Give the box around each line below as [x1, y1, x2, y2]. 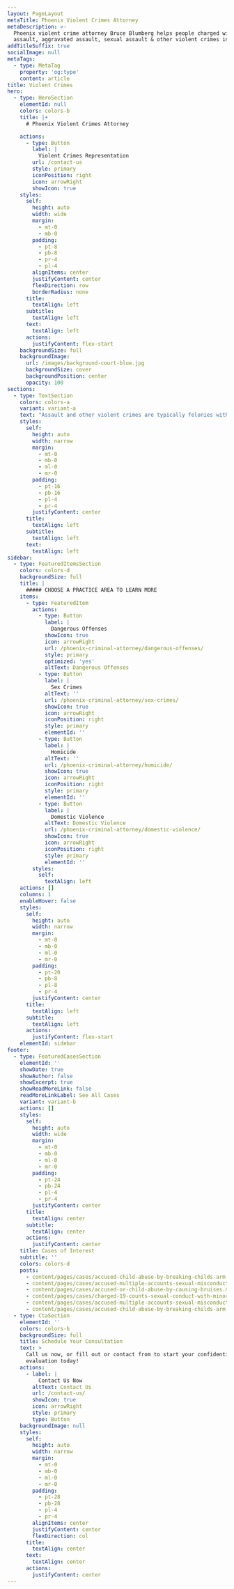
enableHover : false [19, 897, 77, 905]
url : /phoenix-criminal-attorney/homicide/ [44, 761, 173, 769]
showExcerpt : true [19, 1079, 73, 1086]
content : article [19, 75, 70, 82]
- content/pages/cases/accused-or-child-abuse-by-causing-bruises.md [25, 1287, 232, 1294]
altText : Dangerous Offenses [44, 664, 130, 671]
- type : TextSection [13, 392, 73, 399]
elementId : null [19, 101, 68, 108]
